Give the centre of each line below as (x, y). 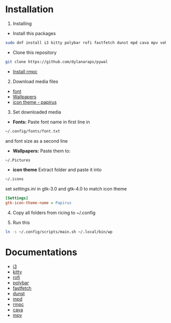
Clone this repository (35, 52)
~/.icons (15, 179)
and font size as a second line (36, 141)
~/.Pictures (18, 160)
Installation (30, 9)
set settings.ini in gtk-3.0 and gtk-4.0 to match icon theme (66, 189)
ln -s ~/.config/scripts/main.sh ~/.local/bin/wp (59, 232)
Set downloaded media (37, 112)
